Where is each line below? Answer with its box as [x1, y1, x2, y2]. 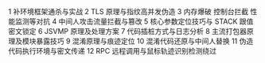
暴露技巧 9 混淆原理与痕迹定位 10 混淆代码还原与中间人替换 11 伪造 [35, 36, 254, 46]
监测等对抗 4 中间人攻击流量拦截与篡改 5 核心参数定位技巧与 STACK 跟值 [14, 17, 254, 26]
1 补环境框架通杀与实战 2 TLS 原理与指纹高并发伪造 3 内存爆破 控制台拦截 [8, 7, 249, 16]
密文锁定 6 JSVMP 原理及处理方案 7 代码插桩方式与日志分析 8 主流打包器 [8, 27, 247, 35]
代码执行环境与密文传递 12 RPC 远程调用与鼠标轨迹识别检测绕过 [8, 46, 217, 55]
